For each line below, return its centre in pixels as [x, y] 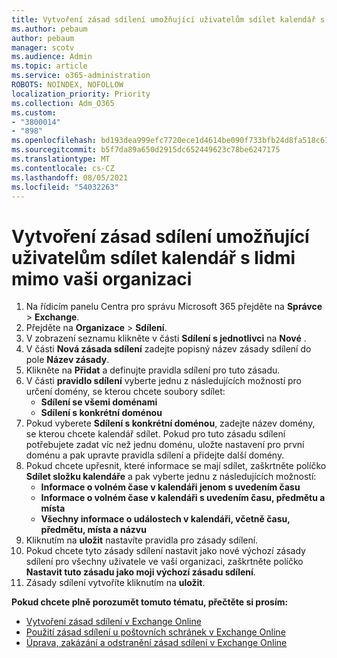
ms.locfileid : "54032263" [65, 187]
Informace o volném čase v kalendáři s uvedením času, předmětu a [183, 498]
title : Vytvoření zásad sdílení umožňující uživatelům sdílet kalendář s [168, 19]
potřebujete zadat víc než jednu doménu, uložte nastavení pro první [165, 445]
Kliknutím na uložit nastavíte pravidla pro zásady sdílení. [142, 540]
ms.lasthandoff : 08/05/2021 [70, 177]
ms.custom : [34, 112]
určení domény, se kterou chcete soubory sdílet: [125, 392]
